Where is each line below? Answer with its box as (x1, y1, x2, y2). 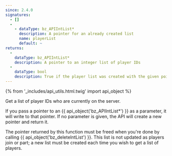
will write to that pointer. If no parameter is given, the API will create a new (5, 113, 162, 119)
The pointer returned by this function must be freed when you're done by (5, 128, 160, 135)
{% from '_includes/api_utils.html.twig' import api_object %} (5, 88, 132, 94)
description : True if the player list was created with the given (14, 74, 159, 79)
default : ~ (18, 41, 42, 46)
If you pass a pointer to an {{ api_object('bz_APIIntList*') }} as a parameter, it (5, 108, 166, 114)
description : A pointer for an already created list (18, 31, 134, 36)
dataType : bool (14, 70, 47, 75)
